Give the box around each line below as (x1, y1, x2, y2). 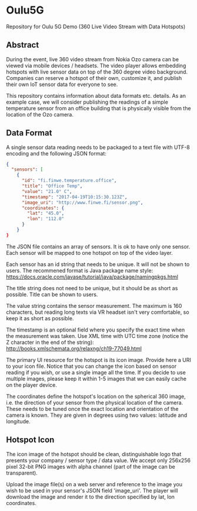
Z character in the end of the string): (6, 339, 94, 346)
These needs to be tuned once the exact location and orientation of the (6, 405, 179, 412)
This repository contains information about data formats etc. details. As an (6, 92, 186, 99)
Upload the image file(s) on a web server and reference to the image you (6, 480, 182, 487)
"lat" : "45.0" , (27, 210, 65, 217)
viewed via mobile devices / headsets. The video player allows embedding (6, 62, 186, 69)
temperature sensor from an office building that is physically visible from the (6, 104, 191, 112)
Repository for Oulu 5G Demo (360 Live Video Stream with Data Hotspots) (6, 23, 186, 30)
